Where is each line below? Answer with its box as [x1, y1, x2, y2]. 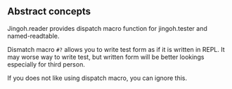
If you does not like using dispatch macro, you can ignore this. [7, 74, 188, 82]
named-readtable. [7, 32, 60, 40]
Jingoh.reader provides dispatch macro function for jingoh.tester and [7, 24, 207, 32]
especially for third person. [7, 60, 86, 69]
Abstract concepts [7, 6, 91, 18]
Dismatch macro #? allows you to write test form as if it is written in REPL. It [7, 45, 225, 53]
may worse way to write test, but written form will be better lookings [7, 53, 205, 61]
